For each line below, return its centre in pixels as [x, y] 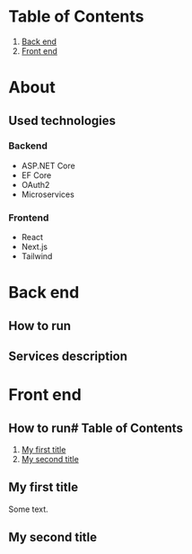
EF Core [36, 175]
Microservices [48, 194]
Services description [68, 357]
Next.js [35, 247]
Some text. [28, 509]
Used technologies [62, 120]
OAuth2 [35, 184]
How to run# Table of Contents [96, 428]
